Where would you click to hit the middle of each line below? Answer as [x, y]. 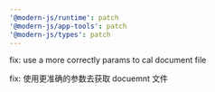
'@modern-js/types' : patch [60, 34]
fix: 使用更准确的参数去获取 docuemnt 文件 [89, 78]
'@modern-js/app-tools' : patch [68, 26]
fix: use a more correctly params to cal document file [108, 60]
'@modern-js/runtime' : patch [64, 18]
